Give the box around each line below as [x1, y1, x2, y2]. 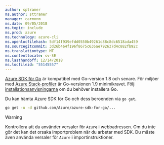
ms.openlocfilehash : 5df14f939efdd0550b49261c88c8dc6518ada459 [5, 39, 138, 44]
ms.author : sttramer [5, 12, 48, 17]
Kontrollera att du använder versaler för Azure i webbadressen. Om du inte [5, 124, 156, 130]
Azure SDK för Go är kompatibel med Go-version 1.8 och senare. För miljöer [5, 76, 159, 82]
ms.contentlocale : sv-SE [5, 53, 56, 58]
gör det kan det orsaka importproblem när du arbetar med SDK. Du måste [5, 129, 155, 135]
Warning [5, 114, 22, 120]
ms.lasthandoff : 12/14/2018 [5, 58, 63, 63]
